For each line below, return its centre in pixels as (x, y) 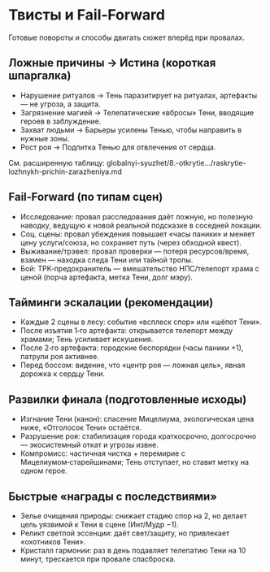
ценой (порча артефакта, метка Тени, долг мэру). (107, 277)
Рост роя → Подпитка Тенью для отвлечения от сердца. (118, 147)
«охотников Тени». (53, 542)
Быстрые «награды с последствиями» (113, 496)
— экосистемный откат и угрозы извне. (89, 445)
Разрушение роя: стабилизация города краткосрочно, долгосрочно (138, 436)
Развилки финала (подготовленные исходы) (128, 399)
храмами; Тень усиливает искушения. (87, 340)
